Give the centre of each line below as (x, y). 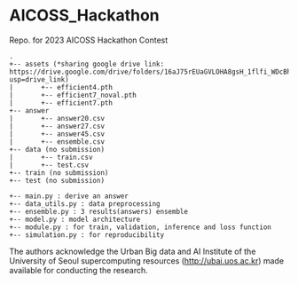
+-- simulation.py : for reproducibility (87, 235)
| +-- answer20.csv (57, 118)
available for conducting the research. (78, 270)
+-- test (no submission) (57, 180)
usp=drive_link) (39, 79)
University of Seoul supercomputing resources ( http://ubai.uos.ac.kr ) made (147, 260)
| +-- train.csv (51, 157)
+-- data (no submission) (57, 149)
